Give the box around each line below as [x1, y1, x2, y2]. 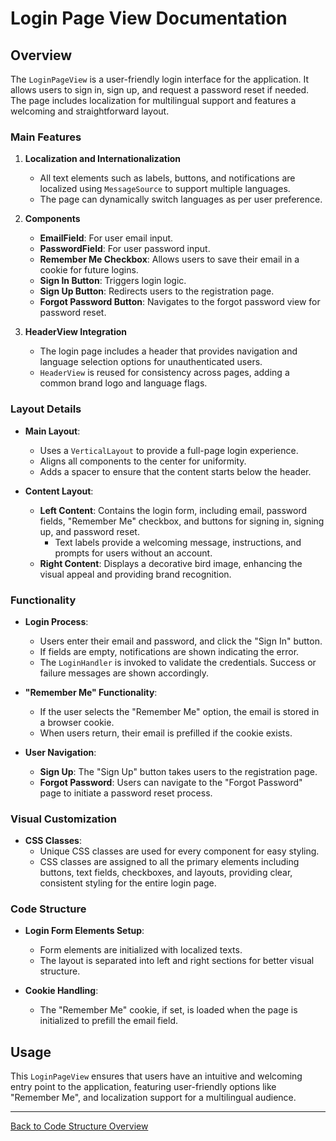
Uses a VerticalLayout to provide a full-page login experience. [39, 444, 299, 456]
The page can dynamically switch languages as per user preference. [39, 193, 323, 206]
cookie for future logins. [39, 264, 139, 276]
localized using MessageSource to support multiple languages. [39, 183, 291, 195]
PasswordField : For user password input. [39, 243, 211, 255]
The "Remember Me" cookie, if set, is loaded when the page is [39, 1004, 298, 1016]
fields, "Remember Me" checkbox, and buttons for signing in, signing [39, 515, 325, 527]
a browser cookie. [39, 716, 115, 728]
